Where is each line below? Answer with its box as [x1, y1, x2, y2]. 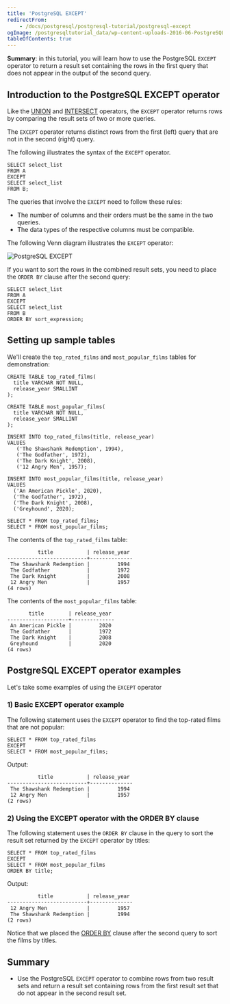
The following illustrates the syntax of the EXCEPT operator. [7, 148, 171, 156]
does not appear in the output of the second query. [7, 69, 152, 78]
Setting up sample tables [7, 334, 116, 347]
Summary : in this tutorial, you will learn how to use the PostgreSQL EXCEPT [7, 54, 217, 62]
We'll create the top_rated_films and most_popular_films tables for [7, 353, 196, 361]
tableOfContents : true [7, 36, 72, 43]
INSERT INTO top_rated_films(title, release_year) [7, 433, 155, 440]
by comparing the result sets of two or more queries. [7, 114, 156, 122]
